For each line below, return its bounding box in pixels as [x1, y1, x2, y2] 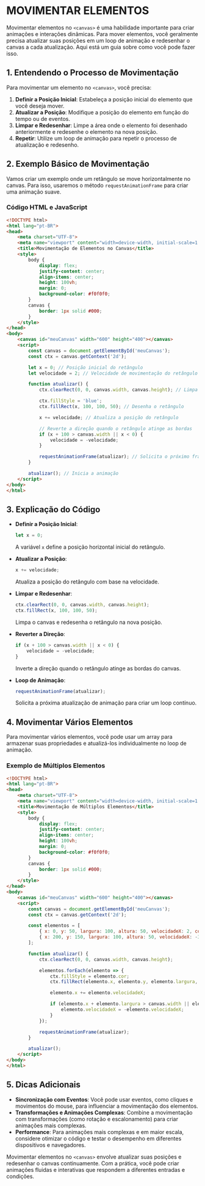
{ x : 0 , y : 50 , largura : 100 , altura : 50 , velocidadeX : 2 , [38, 928, 193, 935]
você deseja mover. [15, 102, 65, 109]
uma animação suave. [6, 188, 62, 196]
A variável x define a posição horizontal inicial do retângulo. [15, 543, 165, 551]
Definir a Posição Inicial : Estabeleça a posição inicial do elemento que [15, 95, 193, 103]
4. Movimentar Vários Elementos [6, 717, 133, 727]
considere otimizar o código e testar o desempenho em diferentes [15, 1135, 182, 1142]
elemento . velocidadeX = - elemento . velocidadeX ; [60, 1006, 184, 1013]
